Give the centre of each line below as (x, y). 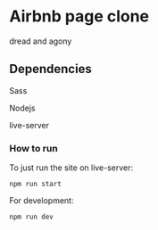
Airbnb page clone (79, 16)
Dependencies (50, 69)
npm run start (36, 185)
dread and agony (41, 41)
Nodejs (22, 108)
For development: (42, 201)
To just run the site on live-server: (71, 168)
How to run (33, 148)
